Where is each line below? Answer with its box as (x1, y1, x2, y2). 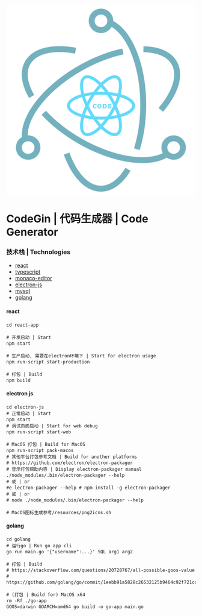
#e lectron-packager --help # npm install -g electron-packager (6, 485, 171, 491)
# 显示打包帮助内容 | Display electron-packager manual (6, 466, 142, 472)
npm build (6, 377, 31, 383)
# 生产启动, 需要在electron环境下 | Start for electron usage (6, 353, 156, 359)
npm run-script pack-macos (6, 447, 74, 453)
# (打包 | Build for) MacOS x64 (6, 592, 85, 598)
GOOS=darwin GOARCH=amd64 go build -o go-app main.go (6, 604, 144, 610)
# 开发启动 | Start (6, 334, 52, 341)
